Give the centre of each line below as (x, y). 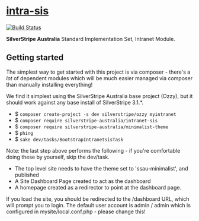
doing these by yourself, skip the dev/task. (58, 157)
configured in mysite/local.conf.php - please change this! (76, 211)
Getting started (35, 58)
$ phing (24, 132)
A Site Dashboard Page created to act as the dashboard (83, 181)
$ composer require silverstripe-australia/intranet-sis (86, 120)
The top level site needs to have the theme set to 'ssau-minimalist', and (101, 168)
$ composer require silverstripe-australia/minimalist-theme (92, 127)
